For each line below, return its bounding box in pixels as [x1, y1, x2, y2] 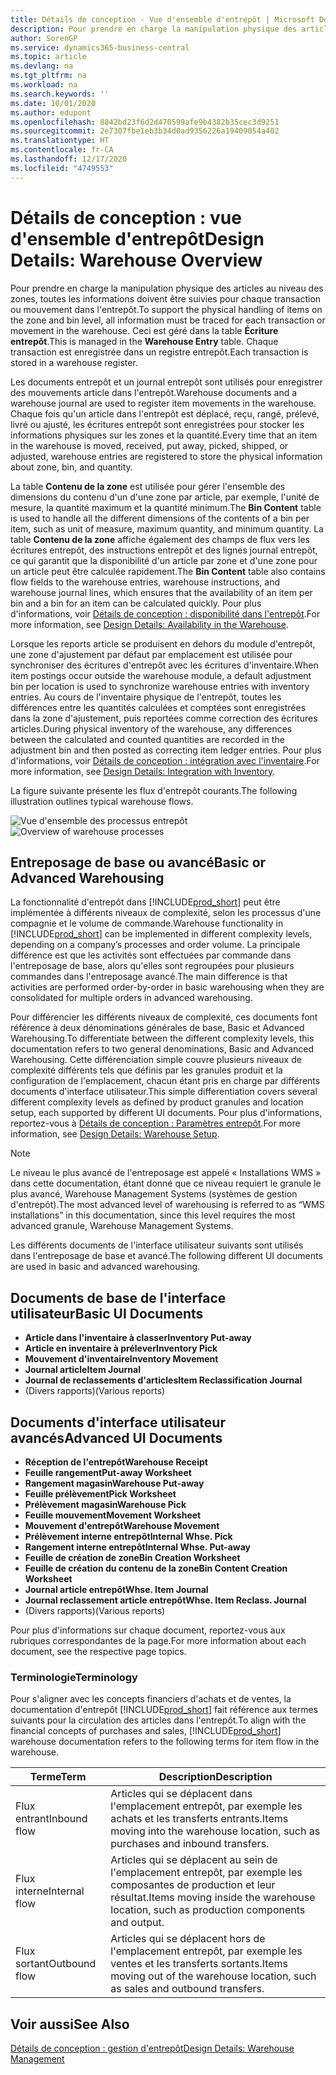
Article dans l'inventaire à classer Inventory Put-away [24, 1332, 252, 1344]
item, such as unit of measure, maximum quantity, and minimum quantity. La [10, 522, 324, 535]
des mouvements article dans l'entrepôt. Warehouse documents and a [10, 386, 298, 398]
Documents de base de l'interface [10, 1289, 227, 1306]
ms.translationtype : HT [10, 136, 110, 146]
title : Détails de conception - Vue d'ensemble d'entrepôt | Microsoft [10, 14, 315, 25]
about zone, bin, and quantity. [10, 461, 133, 473]
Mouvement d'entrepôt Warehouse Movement [24, 1520, 220, 1531]
